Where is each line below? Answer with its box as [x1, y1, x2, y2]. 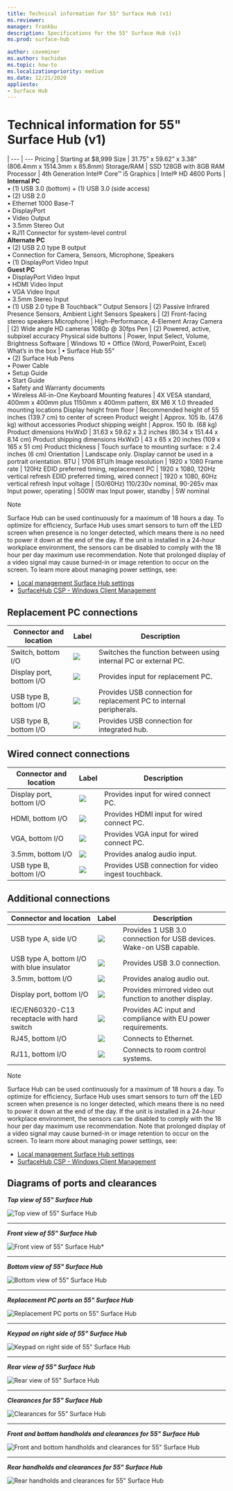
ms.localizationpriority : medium [7, 67, 104, 75]
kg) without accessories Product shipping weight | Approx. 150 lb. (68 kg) [7, 421, 217, 429]
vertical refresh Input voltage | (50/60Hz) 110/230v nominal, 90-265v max [7, 480, 218, 488]
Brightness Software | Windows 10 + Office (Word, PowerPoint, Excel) [7, 340, 207, 348]
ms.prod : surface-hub [7, 36, 70, 43]
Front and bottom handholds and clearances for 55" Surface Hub [7, 1430, 200, 1438]
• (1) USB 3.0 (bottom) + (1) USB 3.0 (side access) [7, 185, 150, 193]
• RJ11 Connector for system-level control [7, 228, 127, 237]
